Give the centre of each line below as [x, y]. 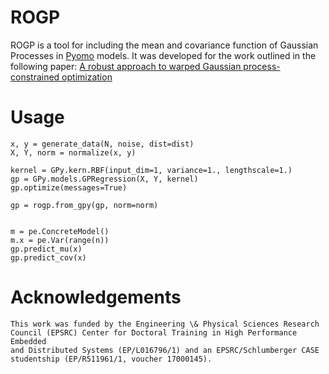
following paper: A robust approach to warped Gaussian [126, 66]
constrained [35, 77]
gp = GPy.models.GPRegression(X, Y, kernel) [104, 179]
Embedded [28, 341]
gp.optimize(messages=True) [69, 187]
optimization [87, 77]
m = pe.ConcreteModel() [60, 231]
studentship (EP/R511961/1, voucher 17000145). [111, 359]
